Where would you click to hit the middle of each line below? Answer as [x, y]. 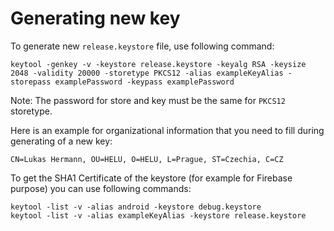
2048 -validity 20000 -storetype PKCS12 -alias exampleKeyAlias [147, 73]
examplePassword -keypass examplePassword [144, 82]
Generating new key [95, 18]
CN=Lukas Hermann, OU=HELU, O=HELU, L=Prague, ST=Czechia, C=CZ [147, 159]
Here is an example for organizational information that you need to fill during [167, 130]
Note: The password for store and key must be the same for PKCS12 [148, 100]
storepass [31, 82]
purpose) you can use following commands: [101, 188]
